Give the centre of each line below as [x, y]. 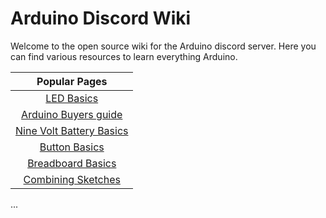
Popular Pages [72, 81]
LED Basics [72, 98]
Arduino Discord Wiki [101, 18]
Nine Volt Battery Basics [72, 130]
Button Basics [72, 147]
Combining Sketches [72, 179]
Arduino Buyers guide [72, 114]
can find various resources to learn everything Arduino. [124, 56]
